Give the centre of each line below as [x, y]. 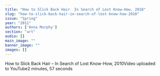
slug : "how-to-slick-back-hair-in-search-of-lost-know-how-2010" [72, 14]
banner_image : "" [22, 45]
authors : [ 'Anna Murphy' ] [31, 27]
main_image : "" [20, 41]
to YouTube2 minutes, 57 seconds [39, 68]
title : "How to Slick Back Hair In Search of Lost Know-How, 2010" [75, 9]
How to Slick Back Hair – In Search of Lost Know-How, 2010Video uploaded [80, 63]
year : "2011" [18, 23]
